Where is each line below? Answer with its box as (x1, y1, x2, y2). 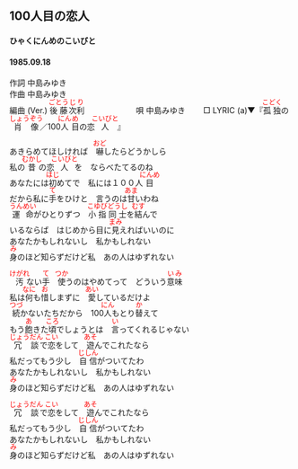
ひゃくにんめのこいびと (9, 35, 96, 46)
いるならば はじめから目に (9, 225, 112, 235)
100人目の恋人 (9, 8, 90, 24)
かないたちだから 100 (20, 308, 105, 319)
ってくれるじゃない (118, 324, 190, 335)
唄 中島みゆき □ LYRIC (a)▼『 (136, 105, 264, 116)
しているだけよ (95, 292, 151, 303)
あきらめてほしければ (9, 146, 88, 157)
